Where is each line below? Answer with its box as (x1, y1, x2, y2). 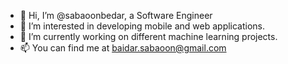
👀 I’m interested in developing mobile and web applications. (19, 20, 266, 32)
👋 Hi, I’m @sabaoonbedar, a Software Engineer (19, 10, 213, 21)
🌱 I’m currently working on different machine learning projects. (19, 31, 278, 42)
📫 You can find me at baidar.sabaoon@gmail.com (19, 42, 227, 54)
